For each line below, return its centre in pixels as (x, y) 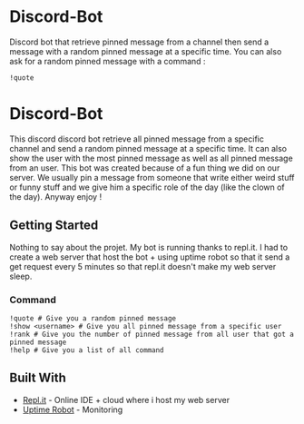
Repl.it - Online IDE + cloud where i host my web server (126, 399)
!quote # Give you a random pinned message (93, 318)
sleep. (21, 276)
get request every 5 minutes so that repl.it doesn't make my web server (143, 266)
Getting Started (54, 226)
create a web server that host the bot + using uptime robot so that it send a (150, 257)
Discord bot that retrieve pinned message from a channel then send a (139, 42)
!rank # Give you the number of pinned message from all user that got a (152, 334)
